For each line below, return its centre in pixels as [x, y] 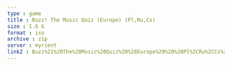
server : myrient [32, 45]
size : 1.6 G [26, 26]
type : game [24, 13]
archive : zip [28, 39]
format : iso [26, 33]
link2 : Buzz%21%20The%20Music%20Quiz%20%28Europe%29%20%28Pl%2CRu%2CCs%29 [118, 52]
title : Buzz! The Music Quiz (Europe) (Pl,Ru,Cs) [81, 20]
